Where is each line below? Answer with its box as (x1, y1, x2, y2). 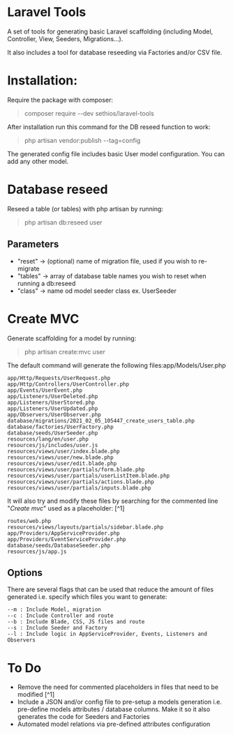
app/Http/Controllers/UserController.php (7, 381, 130, 388)
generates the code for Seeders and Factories (17, 713, 150, 721)
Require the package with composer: (7, 96, 114, 104)
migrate (17, 264, 40, 273)
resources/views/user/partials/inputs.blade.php (7, 484, 151, 492)
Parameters (7, 238, 59, 250)
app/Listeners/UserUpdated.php (7, 405, 98, 412)
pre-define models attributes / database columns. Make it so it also (17, 705, 211, 713)
